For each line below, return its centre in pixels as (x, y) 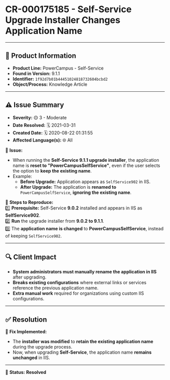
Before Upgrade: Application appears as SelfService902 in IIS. (85, 182)
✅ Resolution (26, 319)
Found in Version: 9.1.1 (36, 73)
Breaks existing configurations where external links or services (79, 283)
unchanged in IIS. (31, 358)
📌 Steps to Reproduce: (29, 202)
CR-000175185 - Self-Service (69, 9)
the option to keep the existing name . (52, 170)
